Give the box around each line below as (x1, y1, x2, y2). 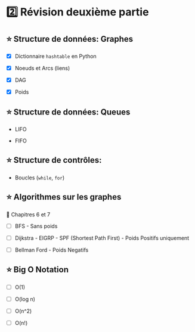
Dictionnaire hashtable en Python (14, 52, 97, 60)
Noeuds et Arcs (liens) (14, 64, 70, 72)
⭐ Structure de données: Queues (6, 107, 131, 117)
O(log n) (14, 295, 36, 302)
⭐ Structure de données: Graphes (6, 34, 134, 44)
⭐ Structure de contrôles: (6, 155, 103, 165)
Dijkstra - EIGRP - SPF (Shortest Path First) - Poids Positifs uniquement (14, 234, 190, 241)
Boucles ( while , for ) (14, 174, 64, 181)
